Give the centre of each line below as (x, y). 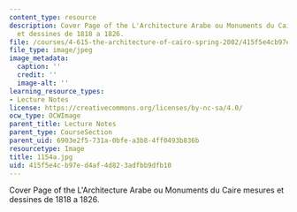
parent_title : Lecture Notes (63, 125)
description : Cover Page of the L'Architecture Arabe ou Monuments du (142, 26)
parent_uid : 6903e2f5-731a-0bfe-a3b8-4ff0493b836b (104, 140)
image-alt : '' (43, 83)
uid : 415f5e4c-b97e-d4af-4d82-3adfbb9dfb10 (91, 165)
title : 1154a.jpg (41, 157)
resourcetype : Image (47, 148)
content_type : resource (53, 17)
